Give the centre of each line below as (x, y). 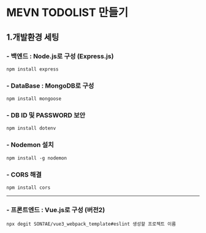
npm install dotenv (31, 128)
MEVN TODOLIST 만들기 (67, 13)
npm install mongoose (34, 99)
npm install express (33, 69)
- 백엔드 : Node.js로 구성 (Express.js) (60, 56)
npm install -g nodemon (37, 158)
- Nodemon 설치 (30, 145)
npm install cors (29, 188)
